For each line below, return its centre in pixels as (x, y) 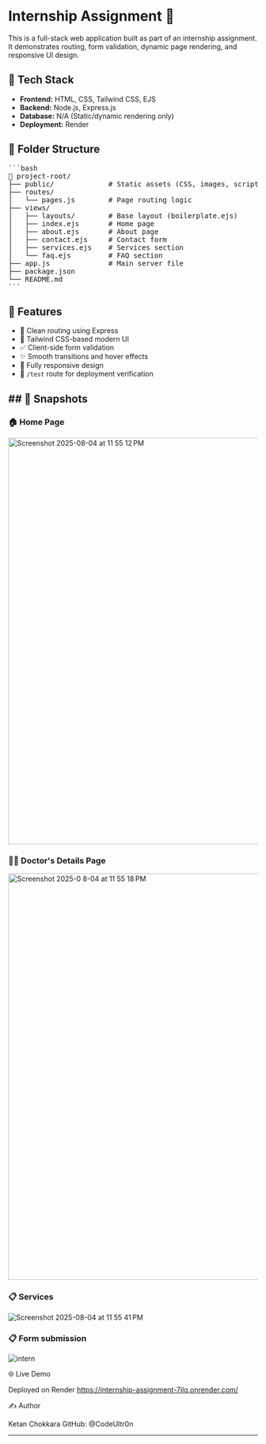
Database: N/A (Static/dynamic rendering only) (97, 116)
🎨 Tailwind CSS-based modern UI (74, 339)
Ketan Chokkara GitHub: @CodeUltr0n (71, 1423)
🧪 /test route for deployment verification (86, 374)
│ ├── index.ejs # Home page (82, 224)
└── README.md (36, 279)
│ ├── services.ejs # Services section (96, 247)
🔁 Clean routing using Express (69, 331)
